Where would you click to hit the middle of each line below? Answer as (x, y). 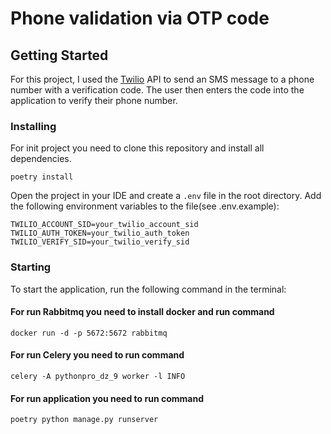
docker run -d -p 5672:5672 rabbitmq (89, 333)
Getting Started (59, 55)
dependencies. (41, 159)
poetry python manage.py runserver (84, 420)
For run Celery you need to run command (97, 355)
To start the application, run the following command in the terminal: (148, 289)
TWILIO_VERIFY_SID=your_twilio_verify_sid (100, 242)
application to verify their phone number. (94, 100)
